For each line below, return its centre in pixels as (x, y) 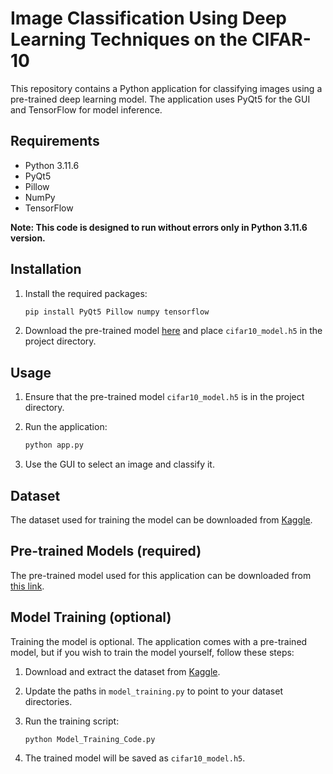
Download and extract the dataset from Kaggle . (122, 671)
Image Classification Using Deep (148, 18)
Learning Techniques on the (129, 39)
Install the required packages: (86, 293)
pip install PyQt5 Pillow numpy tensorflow (117, 312)
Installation (46, 269)
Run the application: (66, 427)
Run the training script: (72, 721)
